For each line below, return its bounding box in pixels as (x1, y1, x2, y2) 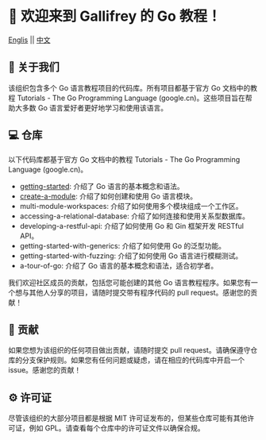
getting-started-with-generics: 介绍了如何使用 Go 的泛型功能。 (19, 241, 226, 250)
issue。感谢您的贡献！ (8, 365, 82, 375)
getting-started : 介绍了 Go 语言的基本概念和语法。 (19, 181, 184, 191)
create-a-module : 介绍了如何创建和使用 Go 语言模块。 (19, 191, 198, 201)
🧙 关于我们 (8, 60, 60, 74)
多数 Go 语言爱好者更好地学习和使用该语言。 (21, 102, 168, 112)
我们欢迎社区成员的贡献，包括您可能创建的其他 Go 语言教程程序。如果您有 (8, 277, 252, 287)
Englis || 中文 (8, 35, 51, 44)
